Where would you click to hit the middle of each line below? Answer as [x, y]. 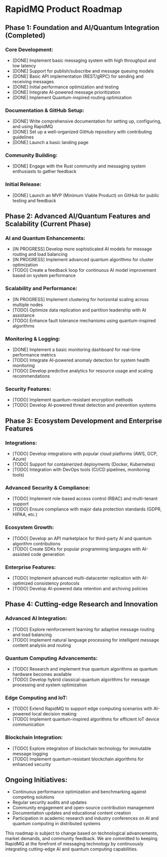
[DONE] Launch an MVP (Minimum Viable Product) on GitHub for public [86, 195]
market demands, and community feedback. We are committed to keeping [82, 839]
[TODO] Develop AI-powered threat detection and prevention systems [84, 405]
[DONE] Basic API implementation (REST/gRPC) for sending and [78, 76]
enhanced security [32, 764]
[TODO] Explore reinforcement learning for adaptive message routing [83, 629]
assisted [21, 554]
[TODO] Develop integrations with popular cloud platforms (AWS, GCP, [85, 454]
